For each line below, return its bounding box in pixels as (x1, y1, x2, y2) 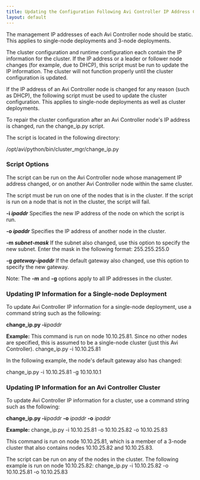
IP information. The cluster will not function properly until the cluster (6, 67, 174, 75)
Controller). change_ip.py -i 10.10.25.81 (6, 345, 101, 352)
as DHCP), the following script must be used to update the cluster (6, 92, 167, 99)
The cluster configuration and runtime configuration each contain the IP (6, 48, 182, 55)
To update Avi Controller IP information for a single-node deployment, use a (6, 304, 192, 311)
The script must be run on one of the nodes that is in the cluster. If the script (6, 191, 193, 199)
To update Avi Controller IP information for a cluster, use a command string (6, 397, 189, 404)
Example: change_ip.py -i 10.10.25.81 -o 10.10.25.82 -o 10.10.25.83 (6, 426, 168, 433)
